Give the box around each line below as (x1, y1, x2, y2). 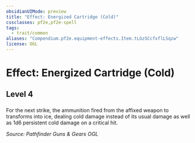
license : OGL (6, 41, 38, 47)
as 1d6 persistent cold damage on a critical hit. (6, 119, 118, 126)
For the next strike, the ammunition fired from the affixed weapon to (6, 107, 169, 114)
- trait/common (11, 30, 48, 36)
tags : (6, 25, 19, 31)
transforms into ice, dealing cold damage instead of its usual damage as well (6, 113, 190, 120)
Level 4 (6, 89, 33, 99)
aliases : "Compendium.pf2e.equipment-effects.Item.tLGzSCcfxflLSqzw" (6, 36, 179, 41)
